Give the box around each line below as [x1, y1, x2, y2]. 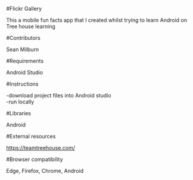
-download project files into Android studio [6, 92, 111, 99]
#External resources [6, 133, 56, 140]
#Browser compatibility [6, 156, 64, 163]
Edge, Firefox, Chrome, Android [6, 168, 84, 174]
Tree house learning [6, 23, 55, 30]
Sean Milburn [6, 46, 39, 53]
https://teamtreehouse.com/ [6, 144, 76, 151]
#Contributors [6, 34, 41, 41]
